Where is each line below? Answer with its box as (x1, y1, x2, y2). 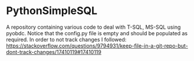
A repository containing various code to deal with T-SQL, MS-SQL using (6, 23, 181, 30)
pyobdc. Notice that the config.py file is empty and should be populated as (6, 29, 188, 36)
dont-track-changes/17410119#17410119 (6, 48, 101, 55)
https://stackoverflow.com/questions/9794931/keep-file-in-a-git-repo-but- (6, 42, 189, 49)
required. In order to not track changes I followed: (6, 36, 127, 43)
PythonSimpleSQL (6, 4, 98, 18)
